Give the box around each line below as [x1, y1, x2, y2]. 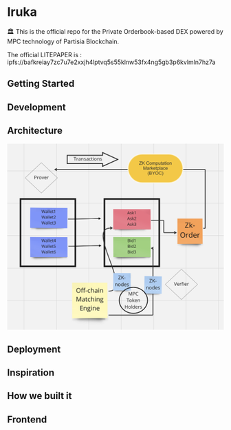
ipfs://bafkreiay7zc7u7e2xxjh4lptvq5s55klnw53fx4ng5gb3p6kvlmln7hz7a [7, 58, 216, 66]
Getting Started [7, 78, 75, 90]
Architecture [7, 125, 63, 136]
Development [7, 101, 67, 113]
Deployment [7, 343, 61, 355]
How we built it [7, 390, 72, 402]
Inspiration [7, 367, 55, 378]
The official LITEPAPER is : [7, 50, 82, 59]
